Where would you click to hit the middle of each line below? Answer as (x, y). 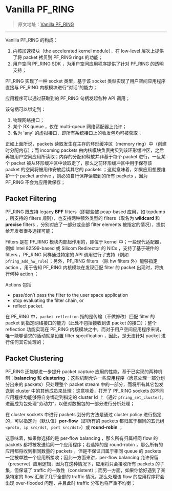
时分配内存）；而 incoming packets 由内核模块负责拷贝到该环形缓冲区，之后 (85, 150)
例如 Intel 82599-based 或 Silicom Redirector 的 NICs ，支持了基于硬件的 (82, 248)
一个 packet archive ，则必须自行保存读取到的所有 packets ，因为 (79, 176)
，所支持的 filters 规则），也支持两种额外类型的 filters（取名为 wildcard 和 (83, 218)
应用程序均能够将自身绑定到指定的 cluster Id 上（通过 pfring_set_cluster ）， (86, 397)
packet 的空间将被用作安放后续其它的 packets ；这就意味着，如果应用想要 (83, 169)
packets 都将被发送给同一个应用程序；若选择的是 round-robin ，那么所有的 (84, 444)
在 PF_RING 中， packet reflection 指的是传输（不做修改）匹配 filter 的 (80, 316)
